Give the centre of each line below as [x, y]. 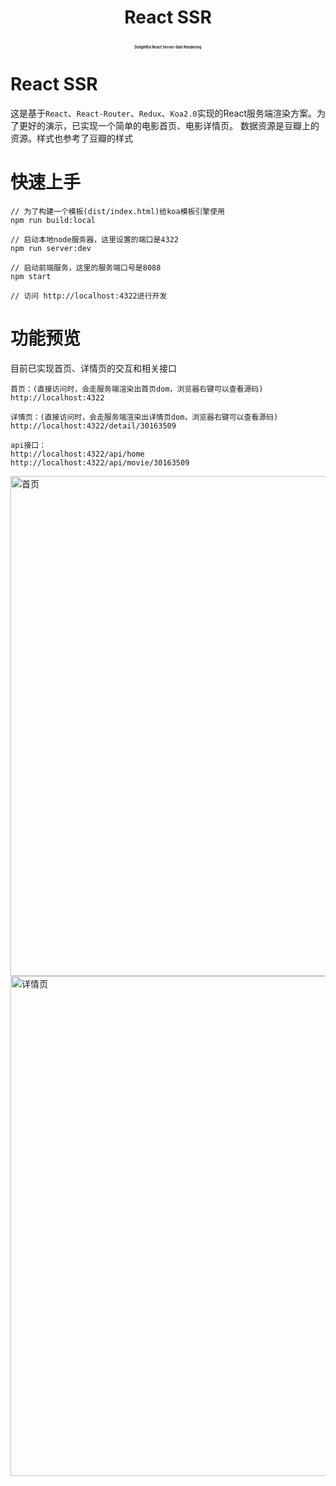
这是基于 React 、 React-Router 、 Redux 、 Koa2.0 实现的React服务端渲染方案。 [163, 113]
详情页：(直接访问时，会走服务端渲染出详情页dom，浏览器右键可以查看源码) [144, 417]
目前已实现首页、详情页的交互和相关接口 [93, 368]
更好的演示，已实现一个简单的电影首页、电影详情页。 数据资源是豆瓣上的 [169, 126]
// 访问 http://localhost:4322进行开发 [89, 296]
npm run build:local [53, 221]
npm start [31, 277]
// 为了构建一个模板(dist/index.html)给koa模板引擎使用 [118, 212]
